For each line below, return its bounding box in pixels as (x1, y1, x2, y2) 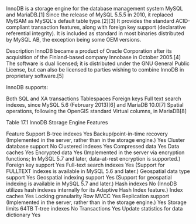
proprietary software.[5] (6, 73, 64, 79)
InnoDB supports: (6, 84, 49, 90)
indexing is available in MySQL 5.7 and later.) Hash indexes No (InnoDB (6, 180, 177, 187)
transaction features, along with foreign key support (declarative (31, 23, 186, 30)
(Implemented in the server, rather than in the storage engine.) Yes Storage (6, 199, 187, 206)
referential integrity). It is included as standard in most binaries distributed (6, 30, 184, 37)
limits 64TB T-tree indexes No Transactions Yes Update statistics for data (6, 205, 183, 212)
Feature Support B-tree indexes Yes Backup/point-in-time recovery (6, 130, 168, 137)
